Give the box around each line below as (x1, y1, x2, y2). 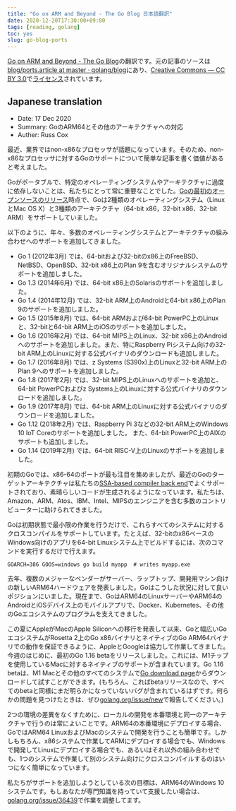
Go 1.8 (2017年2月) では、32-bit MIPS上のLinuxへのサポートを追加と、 (17, 375, 223, 384)
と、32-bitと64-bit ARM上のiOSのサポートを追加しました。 (17, 322, 190, 331)
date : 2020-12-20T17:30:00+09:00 (7, 17, 106, 24)
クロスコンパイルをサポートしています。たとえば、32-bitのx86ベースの (7, 529, 214, 538)
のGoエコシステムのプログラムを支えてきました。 (7, 609, 151, 618)
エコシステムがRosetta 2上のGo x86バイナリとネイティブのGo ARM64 (7, 633, 211, 641)
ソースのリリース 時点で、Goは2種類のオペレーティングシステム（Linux (19, 195, 225, 203)
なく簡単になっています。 (19, 763, 93, 771)
